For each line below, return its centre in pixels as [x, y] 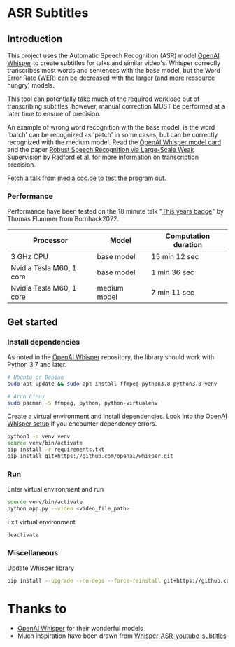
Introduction [35, 39]
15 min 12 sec [175, 257]
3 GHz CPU [30, 257]
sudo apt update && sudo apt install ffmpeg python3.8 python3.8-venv [112, 384]
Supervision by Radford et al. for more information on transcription [103, 157]
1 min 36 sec [173, 272]
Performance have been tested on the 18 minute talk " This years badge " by [115, 211]
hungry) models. [31, 85]
